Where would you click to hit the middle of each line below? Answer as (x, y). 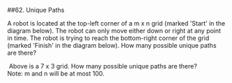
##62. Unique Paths (36, 10)
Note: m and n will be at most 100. (56, 73)
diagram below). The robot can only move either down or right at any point (114, 31)
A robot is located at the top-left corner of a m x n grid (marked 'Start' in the (116, 23)
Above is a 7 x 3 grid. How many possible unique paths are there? (103, 66)
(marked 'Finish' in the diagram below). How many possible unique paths (112, 45)
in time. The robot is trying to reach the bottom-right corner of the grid (108, 38)
